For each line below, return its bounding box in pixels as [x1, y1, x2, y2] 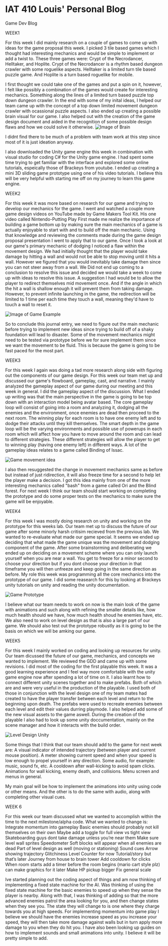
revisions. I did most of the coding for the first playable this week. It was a [5, 663, 157, 669]
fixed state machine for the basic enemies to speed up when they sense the [5, 887, 161, 893]
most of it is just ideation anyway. [5, 139, 74, 145]
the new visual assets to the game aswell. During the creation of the [5, 711, 145, 717]
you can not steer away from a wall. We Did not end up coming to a [5, 264, 144, 270]
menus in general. [5, 773, 42, 779]
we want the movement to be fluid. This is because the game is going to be [5, 342, 160, 348]
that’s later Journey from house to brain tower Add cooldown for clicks [5, 856, 151, 862]
